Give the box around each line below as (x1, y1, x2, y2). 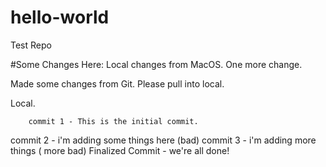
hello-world (10, 6, 110, 29)
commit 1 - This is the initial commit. (28, 116, 199, 126)
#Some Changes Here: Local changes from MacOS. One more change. (10, 58, 303, 70)
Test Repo (10, 39, 52, 51)
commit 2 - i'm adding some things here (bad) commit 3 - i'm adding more (10, 134, 317, 146)
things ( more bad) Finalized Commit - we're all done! (10, 144, 230, 156)
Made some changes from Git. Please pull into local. (10, 77, 225, 90)
